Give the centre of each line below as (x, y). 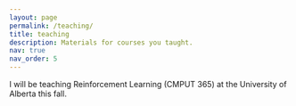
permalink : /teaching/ (51, 26)
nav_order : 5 (33, 59)
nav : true (28, 51)
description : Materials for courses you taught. (101, 42)
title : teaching (39, 34)
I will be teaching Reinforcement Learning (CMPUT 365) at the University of (148, 84)
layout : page (33, 17)
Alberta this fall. (38, 94)
